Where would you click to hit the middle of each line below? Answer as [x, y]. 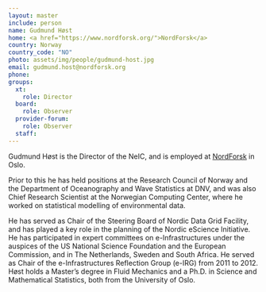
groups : [21, 82]
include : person [35, 23]
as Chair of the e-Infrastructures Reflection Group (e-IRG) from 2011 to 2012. [133, 263]
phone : [19, 75]
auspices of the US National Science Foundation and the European [117, 246]
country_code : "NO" [40, 52]
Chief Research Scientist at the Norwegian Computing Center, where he [126, 197]
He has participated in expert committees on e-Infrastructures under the [126, 237]
